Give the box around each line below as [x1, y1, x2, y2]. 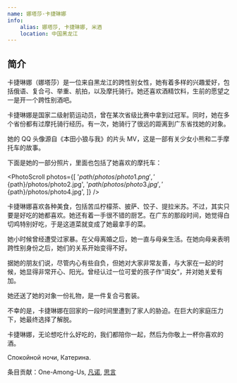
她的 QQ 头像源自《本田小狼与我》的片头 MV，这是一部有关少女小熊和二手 [7, 135, 224, 143]
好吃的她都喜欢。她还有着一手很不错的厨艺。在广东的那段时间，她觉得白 [19, 211, 230, 220]
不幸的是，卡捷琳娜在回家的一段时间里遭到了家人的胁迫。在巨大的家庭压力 [7, 307, 224, 315]
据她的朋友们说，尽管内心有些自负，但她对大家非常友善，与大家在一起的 [7, 259, 217, 267]
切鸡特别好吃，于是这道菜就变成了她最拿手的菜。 [7, 220, 150, 228]
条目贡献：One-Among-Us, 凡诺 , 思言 [7, 368, 116, 377]
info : [7, 17, 23, 24]
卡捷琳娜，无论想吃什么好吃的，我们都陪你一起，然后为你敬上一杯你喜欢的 [7, 330, 224, 339]
